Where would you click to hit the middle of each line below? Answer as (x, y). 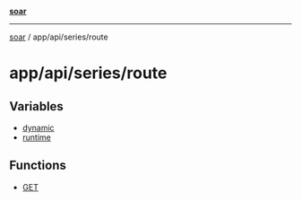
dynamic (39, 128)
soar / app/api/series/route (59, 37)
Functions (38, 166)
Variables (37, 106)
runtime (37, 137)
